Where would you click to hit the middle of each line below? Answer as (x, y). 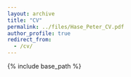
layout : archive (31, 14)
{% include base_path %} (44, 66)
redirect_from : (30, 40)
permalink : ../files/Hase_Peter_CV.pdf (66, 27)
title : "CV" (25, 20)
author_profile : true (39, 33)
